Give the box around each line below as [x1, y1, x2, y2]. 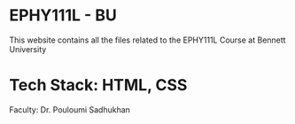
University [9, 43, 47, 54]
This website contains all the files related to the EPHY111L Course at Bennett [9, 35, 286, 45]
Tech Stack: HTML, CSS [9, 75, 188, 96]
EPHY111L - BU [9, 5, 117, 26]
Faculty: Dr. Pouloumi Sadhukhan [9, 104, 131, 115]
